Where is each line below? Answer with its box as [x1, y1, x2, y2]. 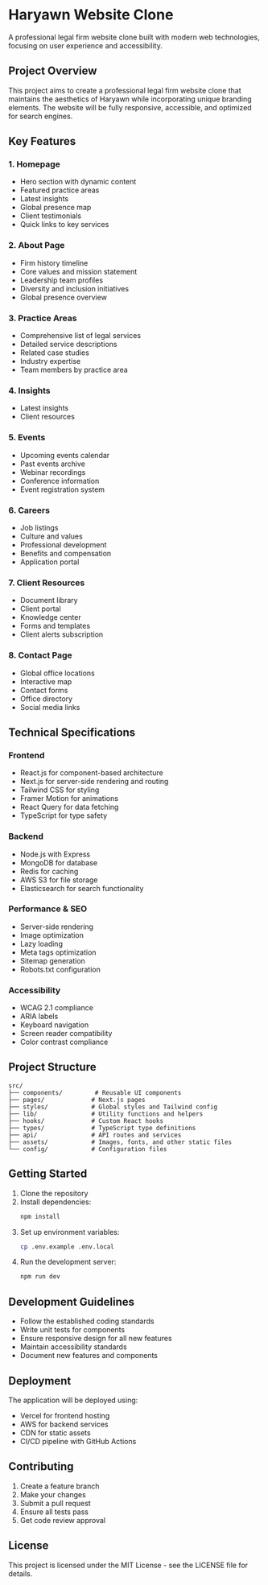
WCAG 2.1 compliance [19, 1003, 94, 1013]
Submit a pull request [19, 1498, 91, 1508]
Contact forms [19, 685, 68, 695]
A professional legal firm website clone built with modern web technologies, [8, 32, 260, 42]
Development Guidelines [8, 1294, 135, 1309]
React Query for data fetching [19, 803, 119, 812]
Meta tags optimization [19, 947, 97, 957]
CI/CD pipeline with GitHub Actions [19, 1436, 137, 1446]
